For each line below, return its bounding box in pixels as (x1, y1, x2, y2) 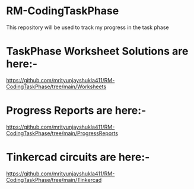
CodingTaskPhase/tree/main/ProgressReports (6, 129, 119, 137)
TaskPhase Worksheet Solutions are (6, 44, 189, 58)
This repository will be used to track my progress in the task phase (6, 24, 169, 31)
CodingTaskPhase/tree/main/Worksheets (6, 83, 107, 90)
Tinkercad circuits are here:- (6, 150, 150, 164)
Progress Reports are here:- (6, 104, 147, 117)
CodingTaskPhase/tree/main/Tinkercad (6, 176, 102, 183)
